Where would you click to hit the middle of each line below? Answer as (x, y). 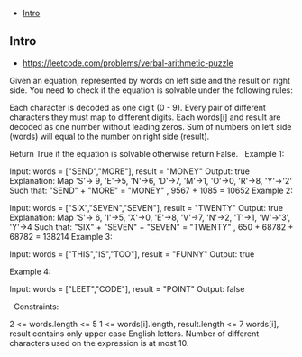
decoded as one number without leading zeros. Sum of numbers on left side (151, 126)
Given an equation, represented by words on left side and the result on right (150, 80)
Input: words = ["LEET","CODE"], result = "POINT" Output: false (127, 288)
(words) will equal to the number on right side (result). (110, 136)
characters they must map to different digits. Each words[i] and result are (145, 117)
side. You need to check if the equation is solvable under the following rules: (151, 90)
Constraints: (36, 307)
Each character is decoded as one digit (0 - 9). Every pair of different (137, 107)
